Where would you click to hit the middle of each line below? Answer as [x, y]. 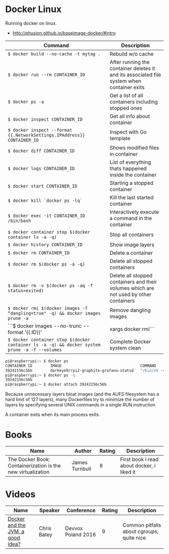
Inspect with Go [128, 132]
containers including [134, 102]
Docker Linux [33, 9]
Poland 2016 [81, 535]
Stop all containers [132, 234]
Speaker [50, 511]
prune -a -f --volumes [35, 350]
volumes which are [132, 288]
